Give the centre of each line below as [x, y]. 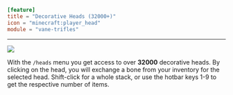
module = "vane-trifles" [43, 29]
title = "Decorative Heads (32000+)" [62, 16]
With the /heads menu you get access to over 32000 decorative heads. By [114, 62]
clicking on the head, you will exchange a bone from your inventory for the [113, 69]
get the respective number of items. [58, 84]
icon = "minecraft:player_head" [54, 23]
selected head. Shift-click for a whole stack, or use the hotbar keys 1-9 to [112, 77]
